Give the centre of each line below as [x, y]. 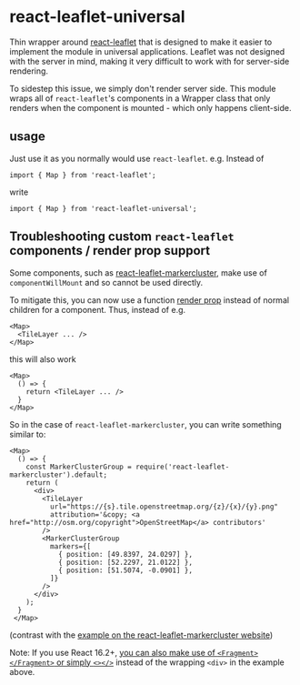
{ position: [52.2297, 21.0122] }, [125, 562]
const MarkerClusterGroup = [79, 467]
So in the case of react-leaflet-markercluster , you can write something [145, 424]
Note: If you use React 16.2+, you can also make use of [112, 652]
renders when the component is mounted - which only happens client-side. [150, 107]
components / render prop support [110, 251]
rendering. [29, 71]
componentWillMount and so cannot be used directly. [106, 282]
